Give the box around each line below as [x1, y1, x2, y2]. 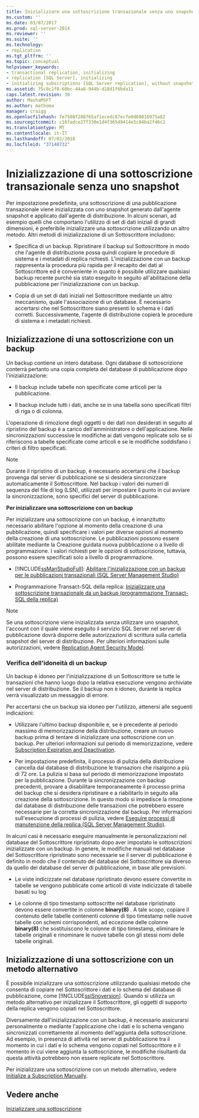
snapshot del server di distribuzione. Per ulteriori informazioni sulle [6, 637, 170, 645]
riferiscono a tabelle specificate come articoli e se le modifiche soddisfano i [6, 438, 191, 445]
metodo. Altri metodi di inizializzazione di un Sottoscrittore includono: [6, 231, 176, 238]
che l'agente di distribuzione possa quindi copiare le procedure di [14, 249, 175, 256]
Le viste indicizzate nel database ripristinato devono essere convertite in [14, 875, 192, 883]
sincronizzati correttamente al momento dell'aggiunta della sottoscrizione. [6, 1029, 187, 1037]
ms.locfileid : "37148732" [6, 141, 70, 147]
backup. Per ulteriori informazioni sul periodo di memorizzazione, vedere [14, 740, 193, 747]
